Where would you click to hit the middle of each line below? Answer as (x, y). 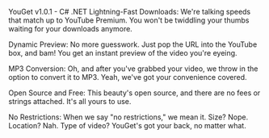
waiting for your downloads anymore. (71, 29)
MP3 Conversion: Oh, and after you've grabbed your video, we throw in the (133, 69)
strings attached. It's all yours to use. (70, 101)
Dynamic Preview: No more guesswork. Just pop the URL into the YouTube (133, 44)
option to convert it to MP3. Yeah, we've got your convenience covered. (128, 77)
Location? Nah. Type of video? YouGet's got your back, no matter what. (127, 125)
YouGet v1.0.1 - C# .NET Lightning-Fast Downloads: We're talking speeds (130, 12)
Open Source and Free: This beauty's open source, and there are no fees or (134, 93)
